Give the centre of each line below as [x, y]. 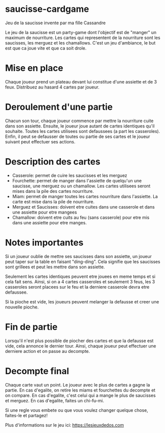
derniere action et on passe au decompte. [48, 351]
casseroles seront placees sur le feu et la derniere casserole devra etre [77, 287]
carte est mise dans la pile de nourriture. [53, 202]
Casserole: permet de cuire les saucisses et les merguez [70, 175]
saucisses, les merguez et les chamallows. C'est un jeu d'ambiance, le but [81, 43]
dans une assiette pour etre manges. [49, 222]
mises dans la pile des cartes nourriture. [53, 191]
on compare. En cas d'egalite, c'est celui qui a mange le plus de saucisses [81, 395]
